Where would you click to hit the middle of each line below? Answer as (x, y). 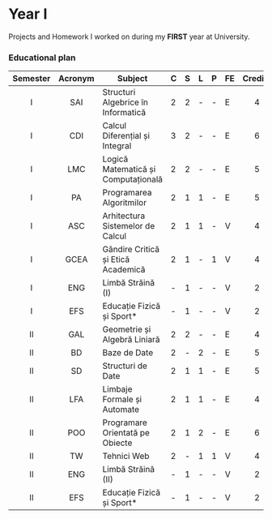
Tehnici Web (126, 457)
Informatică (124, 113)
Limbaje (117, 389)
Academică (124, 270)
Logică (115, 159)
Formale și (122, 400)
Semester (32, 79)
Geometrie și (127, 329)
